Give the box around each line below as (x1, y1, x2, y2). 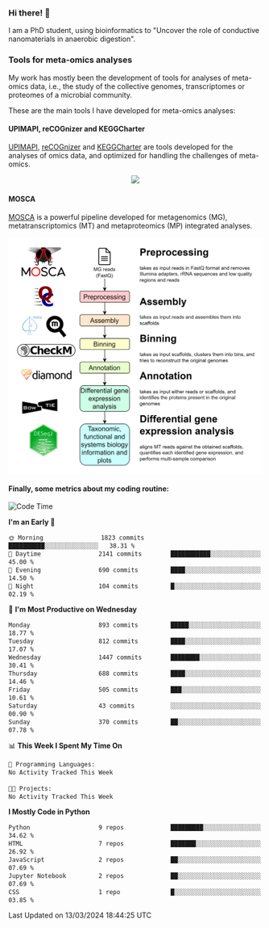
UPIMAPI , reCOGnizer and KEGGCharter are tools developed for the (8, 141, 234, 152)
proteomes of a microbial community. (8, 90, 133, 99)
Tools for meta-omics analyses (8, 54, 133, 65)
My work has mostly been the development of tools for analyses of (8, 73, 231, 82)
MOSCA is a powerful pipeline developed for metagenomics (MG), (8, 212, 228, 221)
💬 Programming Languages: (8, 761, 95, 769)
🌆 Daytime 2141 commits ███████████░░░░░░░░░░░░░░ (8, 550, 262, 558)
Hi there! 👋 (8, 7, 51, 19)
